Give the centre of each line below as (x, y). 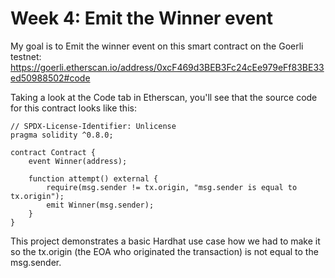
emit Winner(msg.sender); (100, 205)
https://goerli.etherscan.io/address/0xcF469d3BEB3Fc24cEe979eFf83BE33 (167, 67)
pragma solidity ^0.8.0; (62, 135)
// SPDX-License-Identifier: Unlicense (93, 126)
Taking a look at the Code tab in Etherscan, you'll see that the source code (164, 97)
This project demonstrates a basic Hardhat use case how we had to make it (165, 241)
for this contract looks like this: (73, 108)
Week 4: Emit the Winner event (141, 18)
